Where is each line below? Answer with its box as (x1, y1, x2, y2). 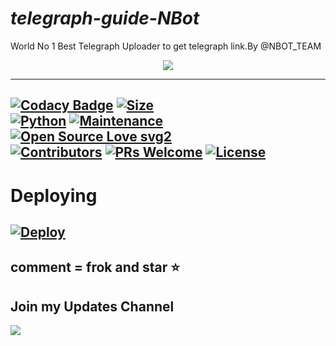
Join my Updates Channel (10, 298, 175, 315)
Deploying (10, 184, 98, 207)
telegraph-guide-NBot (10, 7, 200, 30)
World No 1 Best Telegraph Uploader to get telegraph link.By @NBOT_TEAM (10, 40, 322, 52)
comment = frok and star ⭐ (10, 259, 180, 276)
